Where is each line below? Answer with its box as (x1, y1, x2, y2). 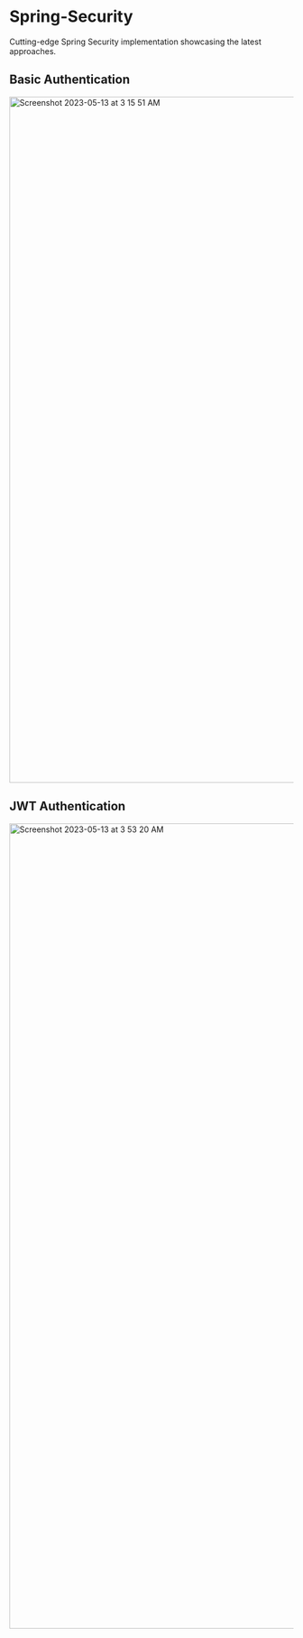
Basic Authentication (9, 72, 131, 88)
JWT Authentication (9, 799, 126, 814)
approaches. (9, 45, 57, 56)
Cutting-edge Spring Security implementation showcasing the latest (9, 36, 262, 47)
